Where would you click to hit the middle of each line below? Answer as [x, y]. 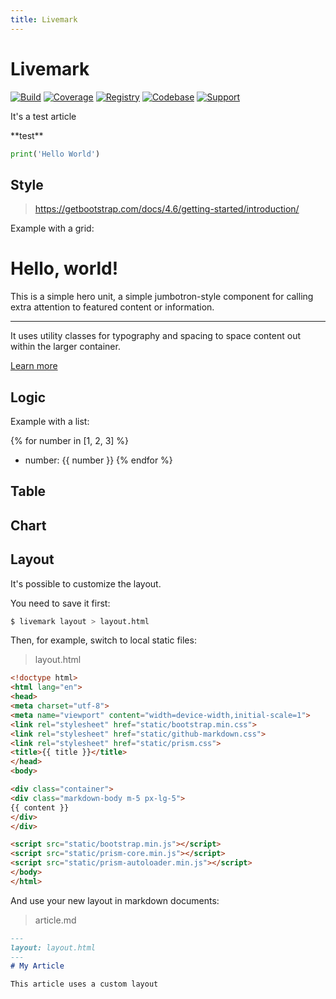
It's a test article [43, 116]
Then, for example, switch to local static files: [103, 640]
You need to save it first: [60, 603]
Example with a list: [50, 421]
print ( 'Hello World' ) [55, 154]
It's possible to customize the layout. [86, 583]
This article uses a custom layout [84, 984]
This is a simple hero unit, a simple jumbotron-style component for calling [162, 297]
